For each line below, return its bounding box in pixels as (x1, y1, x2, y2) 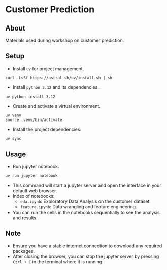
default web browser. (12, 187, 57, 194)
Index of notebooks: (12, 193, 55, 199)
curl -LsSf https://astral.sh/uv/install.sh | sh (5, 75, 113, 80)
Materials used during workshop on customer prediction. (5, 37, 124, 43)
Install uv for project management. (12, 65, 84, 72)
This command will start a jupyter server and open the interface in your (12, 182, 161, 188)
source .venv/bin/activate (5, 117, 62, 123)
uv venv (5, 113, 22, 118)
